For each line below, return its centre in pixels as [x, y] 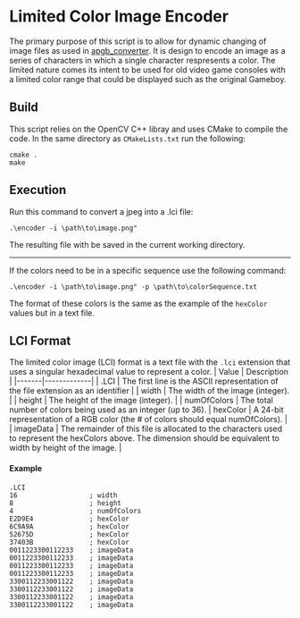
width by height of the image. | [66, 448]
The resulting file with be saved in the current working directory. [127, 244]
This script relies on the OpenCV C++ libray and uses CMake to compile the [149, 129]
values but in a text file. [52, 313]
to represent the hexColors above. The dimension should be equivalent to [144, 438]
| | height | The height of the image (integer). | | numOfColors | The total [142, 401]
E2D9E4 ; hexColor [69, 519]
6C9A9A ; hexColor [69, 526]
